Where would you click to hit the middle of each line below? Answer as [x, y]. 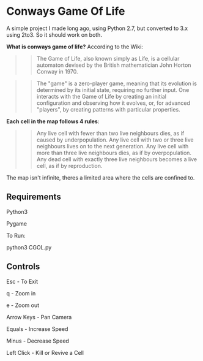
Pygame [17, 223]
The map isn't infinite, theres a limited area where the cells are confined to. [101, 177]
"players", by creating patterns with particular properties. [108, 109]
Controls [23, 267]
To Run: [16, 235]
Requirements [34, 197]
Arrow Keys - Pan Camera [39, 317]
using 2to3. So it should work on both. [54, 34]
